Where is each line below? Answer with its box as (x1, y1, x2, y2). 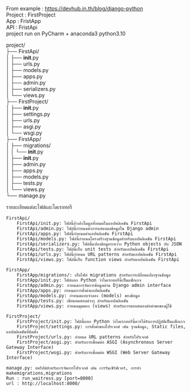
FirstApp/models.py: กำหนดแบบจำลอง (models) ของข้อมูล (17, 293, 140, 299)
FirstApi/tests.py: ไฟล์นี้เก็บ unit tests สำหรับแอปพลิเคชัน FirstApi (17, 246, 169, 252)
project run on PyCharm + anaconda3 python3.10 (6, 30, 126, 37)
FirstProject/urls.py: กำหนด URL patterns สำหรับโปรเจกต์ (17, 334, 149, 340)
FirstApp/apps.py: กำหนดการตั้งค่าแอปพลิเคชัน (17, 288, 110, 293)
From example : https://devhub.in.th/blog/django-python (6, 5, 143, 12)
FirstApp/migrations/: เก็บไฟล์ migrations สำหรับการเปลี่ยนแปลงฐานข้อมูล (17, 272, 171, 278)
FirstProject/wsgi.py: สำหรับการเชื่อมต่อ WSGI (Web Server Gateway (17, 349, 170, 355)
